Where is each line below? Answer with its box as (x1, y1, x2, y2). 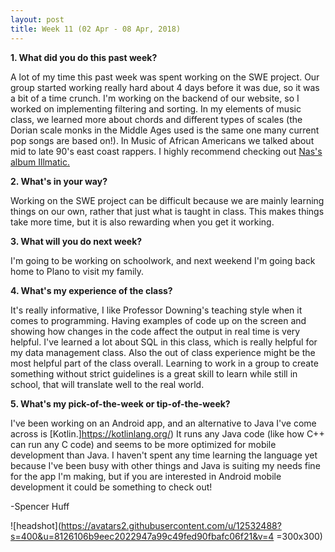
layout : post (10, 14, 65, 25)
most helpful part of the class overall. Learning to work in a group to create (10, 357, 319, 369)
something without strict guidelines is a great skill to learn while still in (10, 367, 298, 380)
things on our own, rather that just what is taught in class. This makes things (10, 205, 325, 217)
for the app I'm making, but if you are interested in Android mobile (10, 470, 282, 482)
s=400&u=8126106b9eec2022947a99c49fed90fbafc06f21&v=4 (10, 530, 275, 542)
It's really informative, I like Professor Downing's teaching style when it (10, 304, 303, 316)
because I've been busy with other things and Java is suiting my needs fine (10, 459, 321, 471)
